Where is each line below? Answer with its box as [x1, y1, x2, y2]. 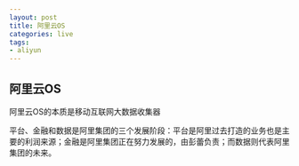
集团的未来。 [9, 147, 56, 158]
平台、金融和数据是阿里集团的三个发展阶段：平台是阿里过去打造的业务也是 [9, 125, 282, 136]
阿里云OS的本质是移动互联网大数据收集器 [9, 106, 161, 116]
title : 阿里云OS [9, 21, 66, 30]
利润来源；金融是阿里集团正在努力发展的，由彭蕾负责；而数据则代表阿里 [24, 136, 290, 146]
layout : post [9, 12, 58, 22]
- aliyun [9, 46, 42, 55]
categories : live [9, 29, 74, 38]
